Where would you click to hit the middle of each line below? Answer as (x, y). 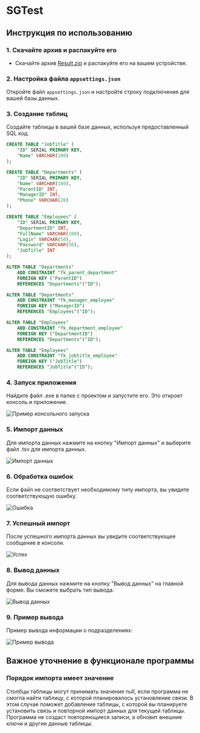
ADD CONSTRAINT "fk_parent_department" (67, 272)
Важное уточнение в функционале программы (100, 661)
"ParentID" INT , (38, 189)
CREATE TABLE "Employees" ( (42, 217)
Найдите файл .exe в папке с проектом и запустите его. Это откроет (95, 395)
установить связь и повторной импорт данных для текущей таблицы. (96, 711)
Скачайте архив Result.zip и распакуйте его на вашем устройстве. (101, 63)
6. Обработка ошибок (40, 476)
